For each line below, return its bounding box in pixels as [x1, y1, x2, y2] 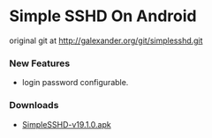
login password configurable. [21, 77, 129, 88]
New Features [9, 57, 71, 69]
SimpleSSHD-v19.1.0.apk [21, 119, 112, 129]
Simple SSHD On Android [9, 6, 197, 26]
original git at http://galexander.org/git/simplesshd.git [9, 35, 203, 46]
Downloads [9, 99, 59, 112]
